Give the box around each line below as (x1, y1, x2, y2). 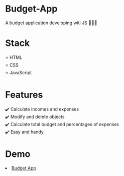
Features (5, 89, 43, 101)
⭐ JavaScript (5, 69, 32, 76)
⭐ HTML (5, 54, 23, 61)
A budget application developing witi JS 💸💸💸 (5, 20, 97, 26)
